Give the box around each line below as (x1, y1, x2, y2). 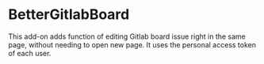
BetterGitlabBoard (8, 6, 130, 24)
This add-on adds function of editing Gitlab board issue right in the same (8, 32, 246, 41)
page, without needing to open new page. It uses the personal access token (8, 40, 256, 49)
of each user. (8, 48, 52, 58)
